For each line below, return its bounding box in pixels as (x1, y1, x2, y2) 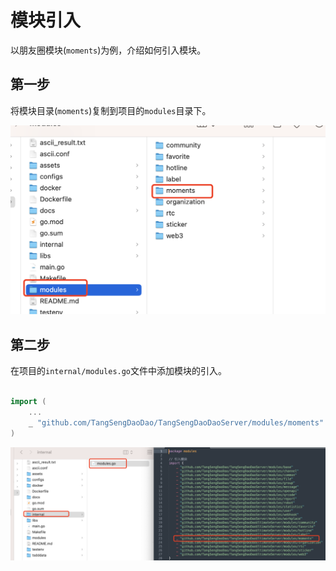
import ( (10, 397, 47, 407)
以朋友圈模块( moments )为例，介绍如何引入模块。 (10, 44, 207, 56)
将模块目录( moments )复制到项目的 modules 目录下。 (10, 104, 212, 116)
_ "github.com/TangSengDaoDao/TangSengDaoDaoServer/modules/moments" (28, 417, 325, 428)
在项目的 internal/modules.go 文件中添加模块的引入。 (10, 365, 228, 377)
